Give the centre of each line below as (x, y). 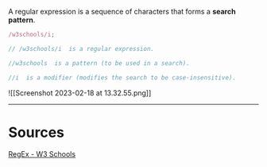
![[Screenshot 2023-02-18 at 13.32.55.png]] (80, 93)
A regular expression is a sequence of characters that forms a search (122, 12)
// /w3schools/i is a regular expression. (81, 49)
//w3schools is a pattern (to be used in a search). (99, 63)
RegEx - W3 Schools (42, 154)
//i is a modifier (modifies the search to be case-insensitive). (122, 78)
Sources (37, 132)
